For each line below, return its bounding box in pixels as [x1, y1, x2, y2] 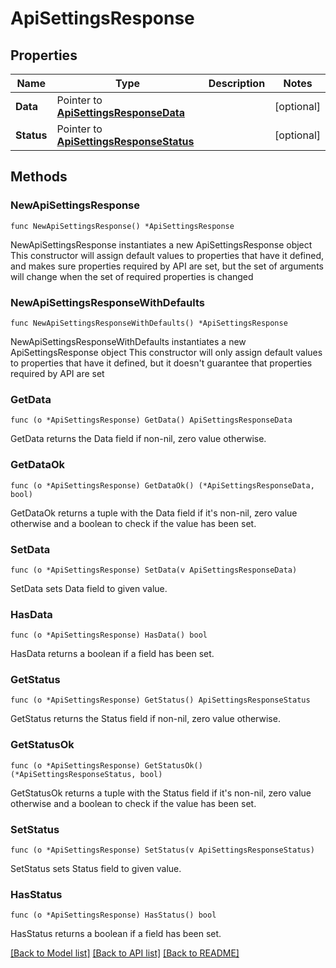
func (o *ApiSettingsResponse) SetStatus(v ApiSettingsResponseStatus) [10, 845, 315, 856]
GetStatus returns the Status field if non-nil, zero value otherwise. [10, 713, 281, 725]
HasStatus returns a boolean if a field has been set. [10, 928, 222, 940]
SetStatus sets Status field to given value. [10, 863, 182, 875]
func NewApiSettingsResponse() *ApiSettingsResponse [10, 221, 235, 231]
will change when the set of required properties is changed [10, 270, 254, 282]
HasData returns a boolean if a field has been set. [10, 648, 215, 660]
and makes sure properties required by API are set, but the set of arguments [10, 260, 324, 272]
